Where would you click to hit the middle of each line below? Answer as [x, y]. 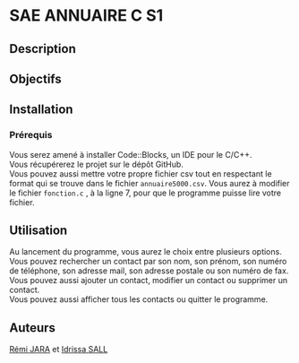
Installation [41, 110]
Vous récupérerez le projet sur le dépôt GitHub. [96, 164]
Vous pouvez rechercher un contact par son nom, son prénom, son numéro [148, 262]
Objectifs [36, 78]
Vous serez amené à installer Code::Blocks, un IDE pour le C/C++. [131, 154]
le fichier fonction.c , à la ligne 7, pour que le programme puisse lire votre [145, 193]
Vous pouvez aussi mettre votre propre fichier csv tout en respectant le [141, 173]
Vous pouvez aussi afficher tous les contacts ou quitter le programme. [139, 299]
